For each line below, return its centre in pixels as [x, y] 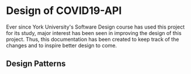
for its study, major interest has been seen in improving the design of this [94, 33]
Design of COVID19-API [64, 11]
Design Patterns [36, 64]
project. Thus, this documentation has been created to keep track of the [93, 39]
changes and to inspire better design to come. [62, 45]
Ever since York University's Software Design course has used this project [95, 27]
